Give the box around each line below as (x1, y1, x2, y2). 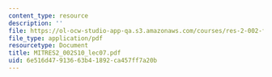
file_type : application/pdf (8, 34, 104, 43)
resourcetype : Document (8, 42, 89, 50)
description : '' (8, 19, 63, 27)
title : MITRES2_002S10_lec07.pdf (8, 49, 121, 57)
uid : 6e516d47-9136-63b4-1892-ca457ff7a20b (8, 57, 158, 65)
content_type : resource (8, 11, 89, 20)
